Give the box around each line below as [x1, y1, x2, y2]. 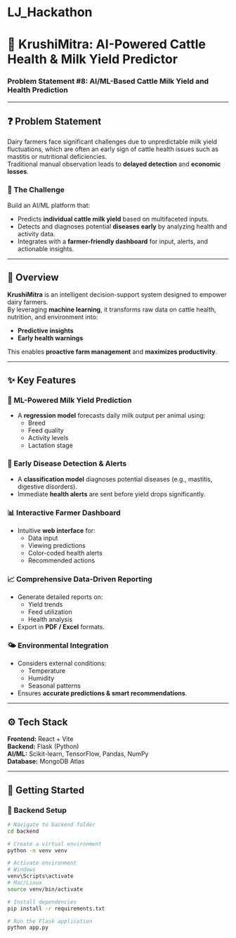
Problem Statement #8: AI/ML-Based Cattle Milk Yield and [7, 77, 209, 86]
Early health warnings [17, 333, 84, 342]
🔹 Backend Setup [7, 805, 67, 815]
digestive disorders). [17, 482, 77, 491]
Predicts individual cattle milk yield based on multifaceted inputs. [17, 214, 209, 223]
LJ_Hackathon [7, 4, 93, 20]
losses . [7, 167, 29, 176]
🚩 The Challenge [7, 185, 65, 195]
